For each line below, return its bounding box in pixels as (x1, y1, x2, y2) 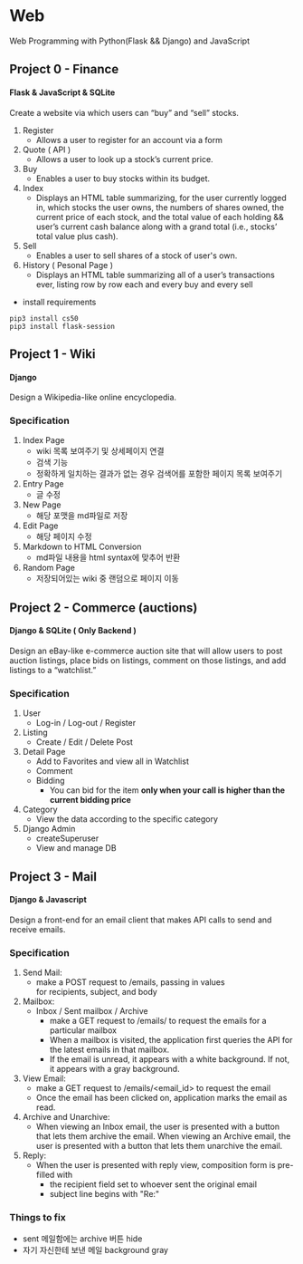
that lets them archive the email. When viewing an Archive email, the (35, 1131, 291, 1142)
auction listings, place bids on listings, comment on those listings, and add (9, 655, 287, 666)
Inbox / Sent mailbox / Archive (35, 1006, 149, 1017)
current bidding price (49, 795, 131, 806)
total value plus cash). (35, 230, 119, 241)
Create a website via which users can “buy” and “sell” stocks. (9, 107, 240, 118)
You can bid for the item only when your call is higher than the (49, 785, 286, 796)
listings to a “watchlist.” (9, 665, 97, 676)
